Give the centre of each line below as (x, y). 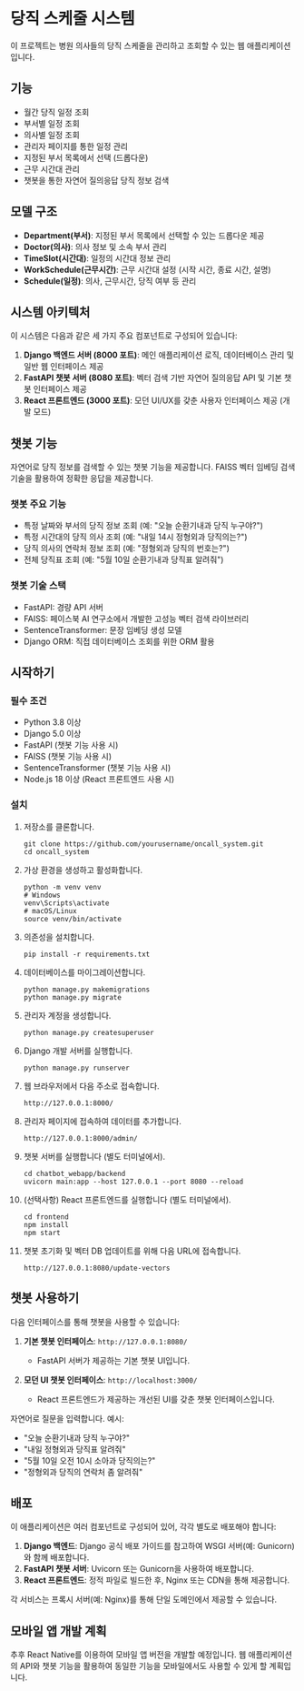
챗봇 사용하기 (45, 1298)
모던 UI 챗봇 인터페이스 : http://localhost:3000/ (110, 1380)
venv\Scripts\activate (66, 903)
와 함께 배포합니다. (56, 1557)
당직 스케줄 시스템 (73, 19)
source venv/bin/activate (72, 919)
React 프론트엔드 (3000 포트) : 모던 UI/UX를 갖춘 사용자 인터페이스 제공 (150, 400)
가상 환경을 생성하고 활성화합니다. (83, 870)
